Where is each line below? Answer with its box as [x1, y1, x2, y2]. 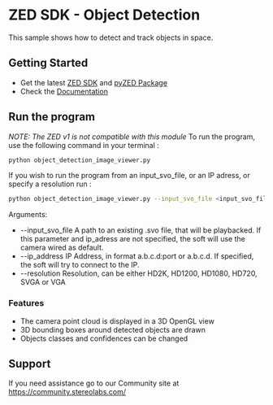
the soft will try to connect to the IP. [19, 260, 140, 270]
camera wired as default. [19, 242, 104, 253]
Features [8, 298, 45, 309]
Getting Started [8, 56, 89, 70]
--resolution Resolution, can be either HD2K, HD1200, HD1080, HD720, [19, 268, 258, 278]
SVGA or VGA [19, 277, 67, 287]
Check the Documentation [19, 86, 108, 96]
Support [8, 357, 51, 371]
